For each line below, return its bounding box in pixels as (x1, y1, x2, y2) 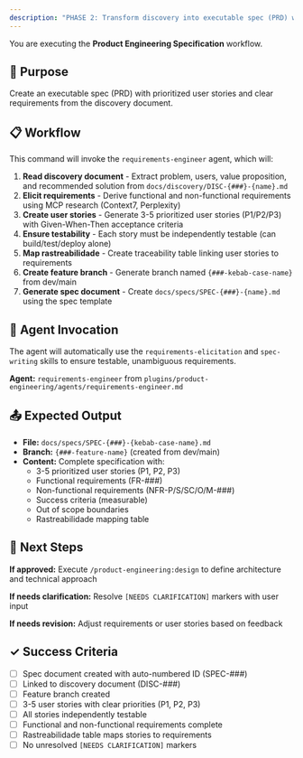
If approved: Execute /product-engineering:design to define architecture (9, 564, 281, 575)
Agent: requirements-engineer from (9, 373, 142, 384)
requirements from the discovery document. (9, 98, 173, 108)
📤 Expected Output (9, 408, 122, 424)
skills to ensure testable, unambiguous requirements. (40, 356, 236, 367)
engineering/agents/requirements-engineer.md (9, 383, 183, 392)
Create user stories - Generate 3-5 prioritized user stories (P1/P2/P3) (22, 210, 282, 220)
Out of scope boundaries (35, 503, 129, 515)
